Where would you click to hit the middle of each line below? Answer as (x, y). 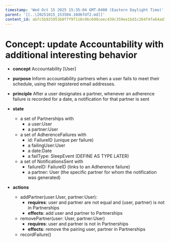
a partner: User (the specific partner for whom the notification (92, 172)
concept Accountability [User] (44, 69)
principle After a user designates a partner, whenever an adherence (83, 94)
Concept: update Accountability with (84, 44)
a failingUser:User (47, 145)
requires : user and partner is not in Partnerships (78, 224)
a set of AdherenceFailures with (53, 135)
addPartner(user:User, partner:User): (59, 197)
